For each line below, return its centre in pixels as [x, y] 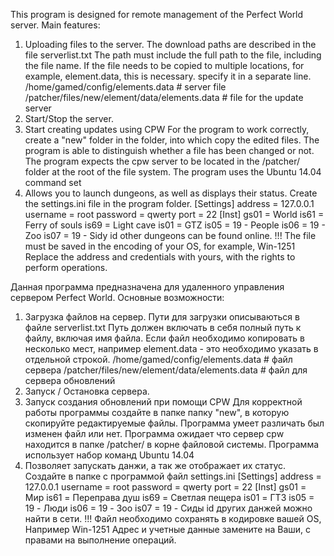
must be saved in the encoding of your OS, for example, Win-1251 [160, 246]
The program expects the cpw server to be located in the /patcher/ [162, 161]
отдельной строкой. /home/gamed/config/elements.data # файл [158, 359]
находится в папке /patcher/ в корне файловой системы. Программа [172, 444]
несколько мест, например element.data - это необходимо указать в [171, 348]
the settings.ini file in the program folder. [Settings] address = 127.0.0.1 [169, 203]
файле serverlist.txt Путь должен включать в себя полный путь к [163, 327]
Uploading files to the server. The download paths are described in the [170, 44]
